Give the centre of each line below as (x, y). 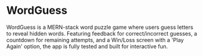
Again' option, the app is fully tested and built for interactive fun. (87, 46)
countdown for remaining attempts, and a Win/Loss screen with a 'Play (95, 40)
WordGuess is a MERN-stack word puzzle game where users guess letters (100, 27)
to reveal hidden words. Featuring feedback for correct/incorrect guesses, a (102, 33)
